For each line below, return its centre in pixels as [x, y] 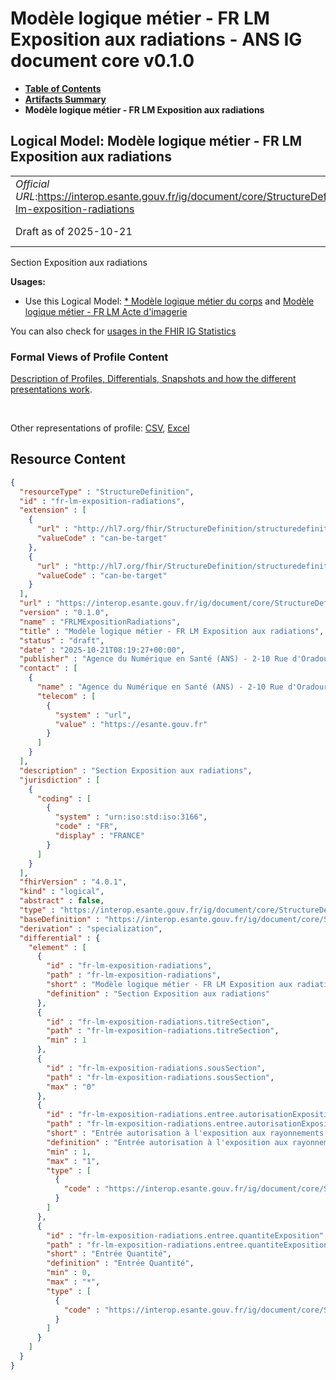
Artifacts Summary [65, 99]
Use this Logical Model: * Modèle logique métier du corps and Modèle [169, 301]
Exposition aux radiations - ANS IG [156, 39]
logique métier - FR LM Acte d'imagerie [106, 311]
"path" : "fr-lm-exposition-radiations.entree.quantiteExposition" [189, 1245]
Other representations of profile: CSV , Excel [100, 428]
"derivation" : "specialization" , [91, 928]
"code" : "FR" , [86, 827]
